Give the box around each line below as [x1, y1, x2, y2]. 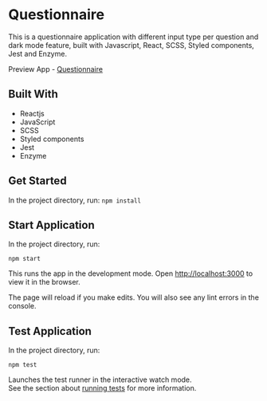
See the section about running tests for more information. [8, 383, 197, 393]
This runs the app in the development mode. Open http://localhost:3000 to [8, 269, 253, 278]
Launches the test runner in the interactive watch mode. [8, 375, 193, 384]
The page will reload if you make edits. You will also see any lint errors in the [8, 293, 259, 302]
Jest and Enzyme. [8, 49, 68, 58]
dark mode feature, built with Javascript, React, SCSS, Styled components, [8, 40, 255, 49]
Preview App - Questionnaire [8, 64, 104, 73]
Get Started [8, 174, 67, 188]
